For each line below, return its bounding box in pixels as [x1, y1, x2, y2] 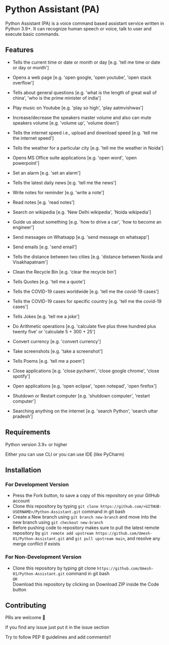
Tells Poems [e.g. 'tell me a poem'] [12, 358, 85, 364]
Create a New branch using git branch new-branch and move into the [12, 514, 157, 520]
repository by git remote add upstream [12, 530, 94, 536]
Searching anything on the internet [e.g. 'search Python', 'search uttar [12, 408, 158, 414]
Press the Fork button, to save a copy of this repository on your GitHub [12, 492, 160, 499]
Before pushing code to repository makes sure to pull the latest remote [12, 525, 160, 531]
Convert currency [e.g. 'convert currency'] [12, 338, 101, 345]
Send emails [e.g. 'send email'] [12, 244, 77, 250]
